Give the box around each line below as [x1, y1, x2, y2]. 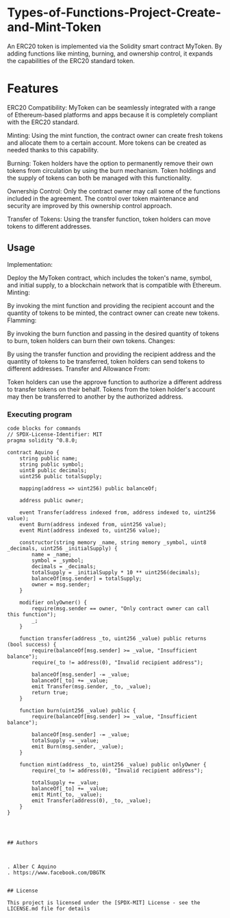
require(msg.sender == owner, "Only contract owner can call [31, 605, 210, 612]
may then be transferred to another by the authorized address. [7, 392, 183, 401]
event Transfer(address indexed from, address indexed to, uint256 [19, 509, 216, 516]
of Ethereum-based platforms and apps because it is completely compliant [7, 110, 218, 119]
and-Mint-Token [7, 19, 101, 35]
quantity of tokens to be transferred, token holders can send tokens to [7, 357, 205, 365]
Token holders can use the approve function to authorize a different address [7, 377, 222, 386]
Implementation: [7, 260, 53, 268]
